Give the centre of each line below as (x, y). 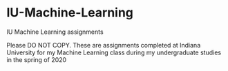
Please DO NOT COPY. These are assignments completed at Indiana (104, 45)
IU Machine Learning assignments (55, 32)
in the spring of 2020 (37, 59)
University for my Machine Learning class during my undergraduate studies (114, 52)
